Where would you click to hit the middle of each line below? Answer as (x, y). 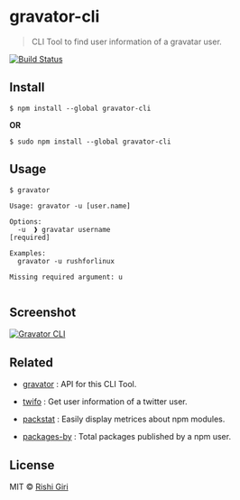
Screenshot (43, 312)
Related (32, 362)
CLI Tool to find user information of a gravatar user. (127, 42)
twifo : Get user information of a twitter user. (105, 402)
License (32, 465)
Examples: (28, 253)
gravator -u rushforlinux (66, 261)
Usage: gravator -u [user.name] (70, 206)
